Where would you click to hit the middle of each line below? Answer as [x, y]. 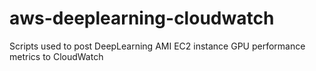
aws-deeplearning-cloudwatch [142, 18]
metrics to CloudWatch [56, 56]
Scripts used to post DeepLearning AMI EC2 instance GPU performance [157, 46]
